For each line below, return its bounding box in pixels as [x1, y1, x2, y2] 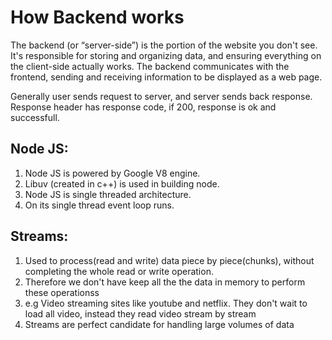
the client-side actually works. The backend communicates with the [10, 60, 290, 72]
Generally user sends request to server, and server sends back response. [10, 90, 313, 102]
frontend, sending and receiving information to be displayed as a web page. [10, 71, 323, 83]
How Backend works [10, 6, 185, 29]
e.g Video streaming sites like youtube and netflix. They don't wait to [24, 297, 308, 309]
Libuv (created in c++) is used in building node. [24, 177, 220, 190]
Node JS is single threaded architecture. [24, 188, 192, 200]
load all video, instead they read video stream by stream [24, 307, 257, 320]
